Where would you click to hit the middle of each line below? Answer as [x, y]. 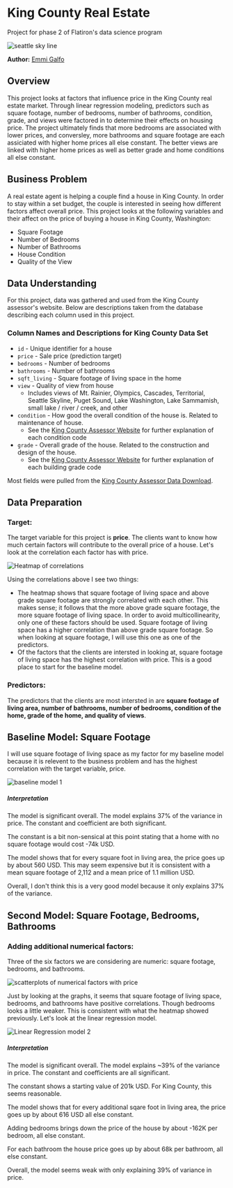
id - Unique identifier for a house [65, 348]
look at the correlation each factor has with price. [78, 552]
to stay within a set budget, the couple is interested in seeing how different [114, 203]
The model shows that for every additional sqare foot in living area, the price [116, 1107]
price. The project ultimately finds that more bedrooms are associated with [114, 128]
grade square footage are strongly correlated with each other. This [113, 600]
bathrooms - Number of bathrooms [66, 371]
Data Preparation [45, 503]
